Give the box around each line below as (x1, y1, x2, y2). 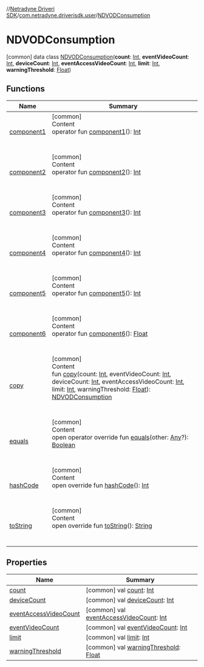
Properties (6, 557, 47, 568)
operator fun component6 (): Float (51, 329, 148, 338)
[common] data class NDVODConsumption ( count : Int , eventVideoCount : (6, 53, 189, 60)
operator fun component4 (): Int (51, 248, 141, 257)
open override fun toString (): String (51, 521, 153, 530)
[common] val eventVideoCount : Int (86, 623, 188, 632)
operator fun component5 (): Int (51, 289, 141, 298)
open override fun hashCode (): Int (51, 481, 149, 490)
